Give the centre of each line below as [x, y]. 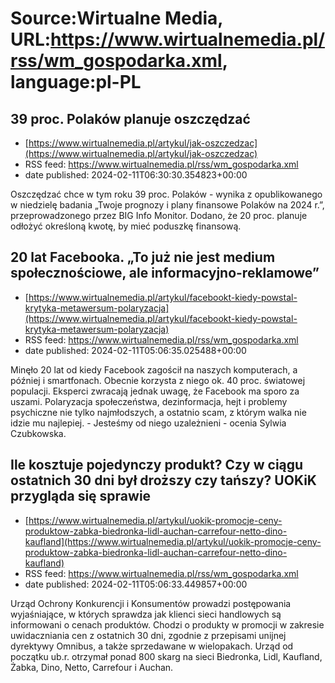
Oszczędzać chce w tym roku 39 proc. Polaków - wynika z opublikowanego [166, 194]
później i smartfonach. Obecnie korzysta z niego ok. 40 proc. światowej [158, 380]
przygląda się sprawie [81, 496]
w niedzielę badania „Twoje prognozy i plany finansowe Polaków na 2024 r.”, [167, 205]
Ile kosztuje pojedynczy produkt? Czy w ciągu [157, 465]
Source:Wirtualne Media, [116, 18]
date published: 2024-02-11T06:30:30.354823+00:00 [136, 175]
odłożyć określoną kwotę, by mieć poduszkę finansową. [126, 226]
